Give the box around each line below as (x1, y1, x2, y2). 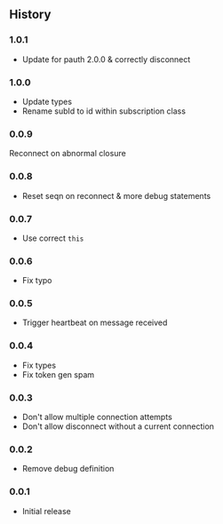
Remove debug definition (21, 464, 115, 474)
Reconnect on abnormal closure (9, 148, 126, 159)
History (9, 7, 52, 22)
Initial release (21, 505, 71, 516)
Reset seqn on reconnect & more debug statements (21, 190, 211, 201)
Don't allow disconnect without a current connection (21, 421, 215, 432)
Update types (21, 96, 73, 107)
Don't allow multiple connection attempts (21, 412, 173, 423)
